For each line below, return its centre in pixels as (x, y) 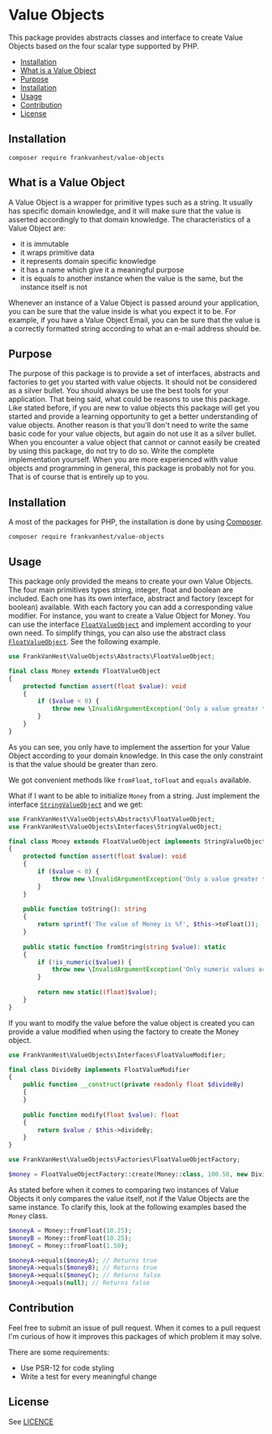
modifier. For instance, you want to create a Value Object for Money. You (130, 616)
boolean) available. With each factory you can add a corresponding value (131, 607)
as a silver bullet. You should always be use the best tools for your (119, 390)
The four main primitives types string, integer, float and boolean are (121, 590)
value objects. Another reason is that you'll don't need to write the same (128, 425)
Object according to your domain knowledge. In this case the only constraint (136, 756)
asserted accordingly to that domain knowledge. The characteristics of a (130, 219)
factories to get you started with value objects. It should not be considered (133, 382)
